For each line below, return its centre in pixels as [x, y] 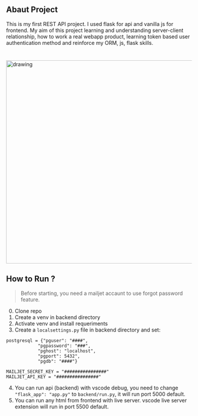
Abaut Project [32, 10]
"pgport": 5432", [59, 356]
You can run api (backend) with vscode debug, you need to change [96, 388]
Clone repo [28, 311]
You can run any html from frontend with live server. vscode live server [101, 400]
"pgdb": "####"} [57, 361]
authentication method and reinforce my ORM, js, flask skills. [80, 43]
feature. [30, 299]
